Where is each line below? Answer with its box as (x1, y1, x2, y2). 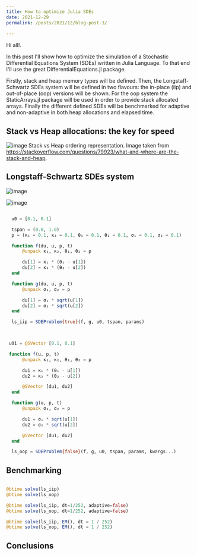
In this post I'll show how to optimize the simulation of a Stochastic (6, 53, 169, 60)
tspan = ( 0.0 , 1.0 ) (11, 227, 60, 233)
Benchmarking (6, 465, 62, 475)
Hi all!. (6, 42, 22, 49)
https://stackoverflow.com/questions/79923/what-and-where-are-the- (6, 148, 179, 155)
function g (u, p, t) (11, 400, 62, 406)
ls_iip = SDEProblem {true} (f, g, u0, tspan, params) (11, 319, 145, 325)
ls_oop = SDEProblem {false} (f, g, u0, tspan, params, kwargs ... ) (11, 449, 177, 455)
